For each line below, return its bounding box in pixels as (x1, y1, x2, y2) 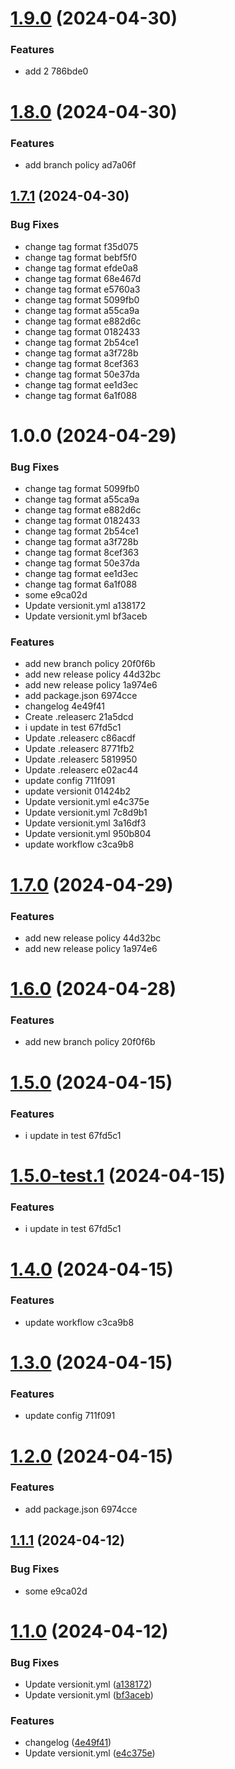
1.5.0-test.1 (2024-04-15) (10, 1165, 226, 1187)
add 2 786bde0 (24, 65, 89, 77)
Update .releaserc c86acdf (24, 732, 137, 744)
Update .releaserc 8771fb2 (24, 743, 135, 755)
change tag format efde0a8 (24, 262, 139, 274)
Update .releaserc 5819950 (24, 753, 138, 766)
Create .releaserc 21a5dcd (24, 711, 134, 723)
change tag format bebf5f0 (24, 251, 138, 263)
